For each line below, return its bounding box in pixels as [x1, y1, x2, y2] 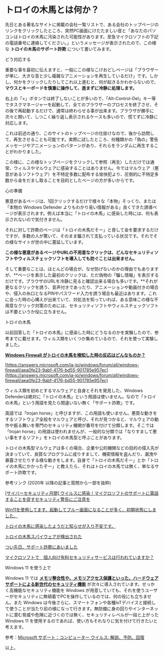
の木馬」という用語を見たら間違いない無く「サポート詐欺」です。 [5, 399, 138, 406]
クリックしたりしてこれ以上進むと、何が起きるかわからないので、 [26, 79, 159, 85]
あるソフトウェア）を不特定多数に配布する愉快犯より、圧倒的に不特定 [13, 171, 155, 177]
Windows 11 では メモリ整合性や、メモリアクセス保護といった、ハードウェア [5, 575, 159, 581]
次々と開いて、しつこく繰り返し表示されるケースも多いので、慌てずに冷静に [5, 113, 158, 120]
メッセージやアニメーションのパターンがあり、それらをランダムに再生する [5, 142, 154, 148]
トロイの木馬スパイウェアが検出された [5, 533, 82, 539]
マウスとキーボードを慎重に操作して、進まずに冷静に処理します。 [5, 85, 137, 91]
